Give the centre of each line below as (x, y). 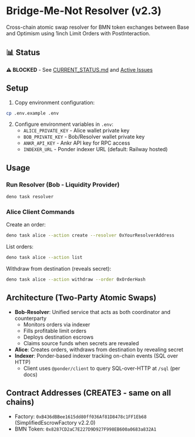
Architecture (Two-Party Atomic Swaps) (81, 298)
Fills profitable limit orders (55, 331)
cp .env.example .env (33, 113)
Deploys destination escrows (58, 337)
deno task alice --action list (44, 258)
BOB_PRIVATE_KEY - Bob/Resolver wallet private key (84, 137)
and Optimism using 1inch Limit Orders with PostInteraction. (78, 33)
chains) (20, 402)
